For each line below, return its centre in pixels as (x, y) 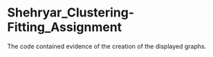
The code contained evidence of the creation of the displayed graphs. (107, 46)
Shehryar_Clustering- (71, 13)
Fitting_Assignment (65, 27)
